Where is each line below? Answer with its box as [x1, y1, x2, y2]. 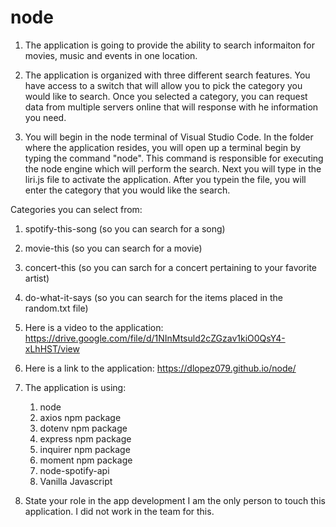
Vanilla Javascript [39, 475, 113, 487]
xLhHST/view [24, 342, 80, 355]
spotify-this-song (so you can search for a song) [24, 222, 226, 235]
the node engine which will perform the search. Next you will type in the [24, 162, 322, 175]
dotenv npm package [39, 422, 128, 434]
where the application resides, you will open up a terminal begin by [24, 141, 302, 153]
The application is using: [24, 381, 127, 393]
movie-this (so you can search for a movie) [24, 242, 203, 254]
